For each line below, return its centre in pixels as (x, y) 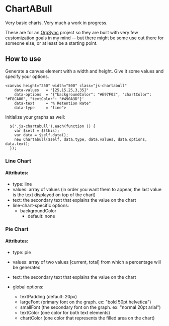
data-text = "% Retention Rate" (53, 103)
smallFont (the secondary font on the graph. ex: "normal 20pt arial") (90, 307)
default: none (41, 216)
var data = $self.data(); (41, 135)
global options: (28, 287)
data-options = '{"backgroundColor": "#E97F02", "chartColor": (83, 94)
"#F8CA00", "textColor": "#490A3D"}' (45, 99)
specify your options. (27, 76)
